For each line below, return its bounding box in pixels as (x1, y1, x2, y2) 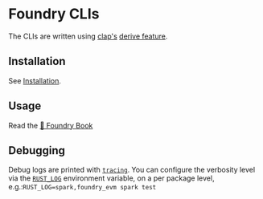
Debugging (8, 144, 66, 157)
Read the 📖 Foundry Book (8, 120, 93, 130)
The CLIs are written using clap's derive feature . (8, 31, 168, 41)
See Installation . (8, 75, 62, 85)
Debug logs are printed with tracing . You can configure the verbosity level (8, 165, 256, 175)
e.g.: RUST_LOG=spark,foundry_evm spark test (8, 182, 157, 192)
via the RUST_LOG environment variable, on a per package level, (8, 173, 215, 183)
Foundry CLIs (8, 5, 100, 23)
